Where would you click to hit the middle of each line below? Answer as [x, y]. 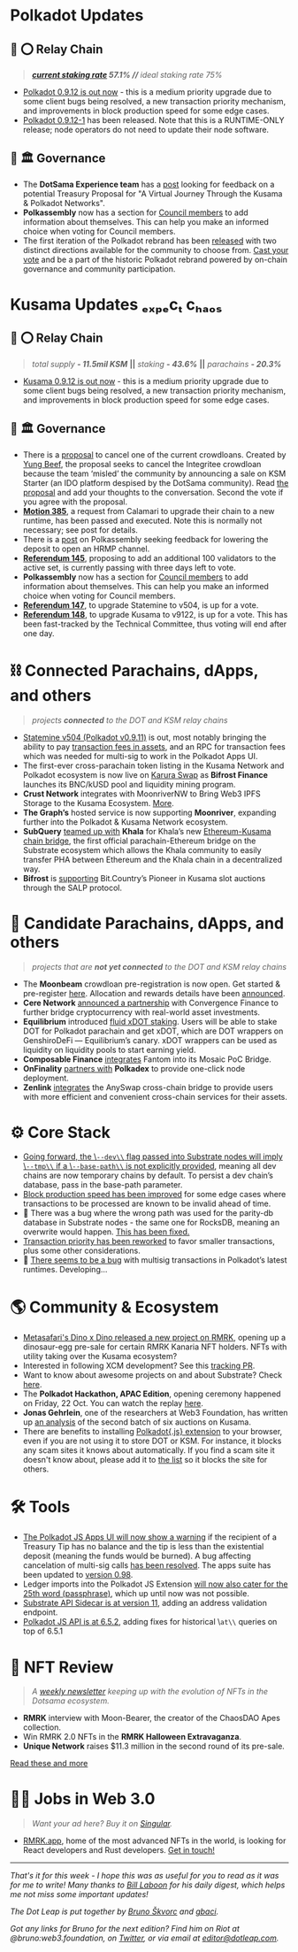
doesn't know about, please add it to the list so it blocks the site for [145, 1460]
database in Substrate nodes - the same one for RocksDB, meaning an [151, 1223]
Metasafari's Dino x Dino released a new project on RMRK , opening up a [154, 1338]
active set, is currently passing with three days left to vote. [130, 567]
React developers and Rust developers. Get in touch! [118, 1850]
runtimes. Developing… [65, 1270]
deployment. [46, 1078]
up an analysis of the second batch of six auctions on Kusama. [137, 1422]
